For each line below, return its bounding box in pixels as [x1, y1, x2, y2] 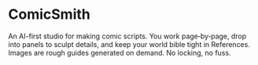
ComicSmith [8, 5, 90, 23]
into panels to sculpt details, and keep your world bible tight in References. [8, 39, 250, 49]
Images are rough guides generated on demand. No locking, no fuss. [8, 48, 231, 57]
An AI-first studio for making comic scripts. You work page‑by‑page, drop [8, 31, 247, 41]
